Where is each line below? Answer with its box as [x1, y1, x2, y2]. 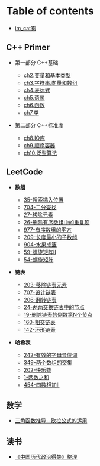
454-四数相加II [23, 381, 60, 388]
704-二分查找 [23, 203, 57, 211]
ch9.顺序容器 [23, 141, 56, 149]
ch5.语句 [23, 94, 45, 101]
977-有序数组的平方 [23, 226, 72, 233]
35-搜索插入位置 [23, 196, 64, 203]
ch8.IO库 [23, 134, 46, 141]
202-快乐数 [23, 366, 51, 374]
